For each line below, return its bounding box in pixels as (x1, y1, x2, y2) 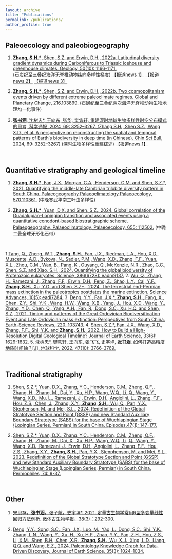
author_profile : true (5, 22, 52, 27)
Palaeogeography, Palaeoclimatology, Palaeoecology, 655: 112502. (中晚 (12, 224, 166, 230)
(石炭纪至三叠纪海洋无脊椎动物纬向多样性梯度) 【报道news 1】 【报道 (12, 71, 159, 78)
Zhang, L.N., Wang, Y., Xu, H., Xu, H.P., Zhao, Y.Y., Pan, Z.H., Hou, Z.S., (12, 531, 163, 537)
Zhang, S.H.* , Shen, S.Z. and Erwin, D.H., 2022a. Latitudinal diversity (12, 54, 160, 61)
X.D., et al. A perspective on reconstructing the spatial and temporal (12, 129, 157, 136)
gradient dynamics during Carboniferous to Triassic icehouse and (12, 60, 152, 66)
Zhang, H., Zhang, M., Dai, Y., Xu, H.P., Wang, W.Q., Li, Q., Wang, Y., (12, 389, 157, 396)
